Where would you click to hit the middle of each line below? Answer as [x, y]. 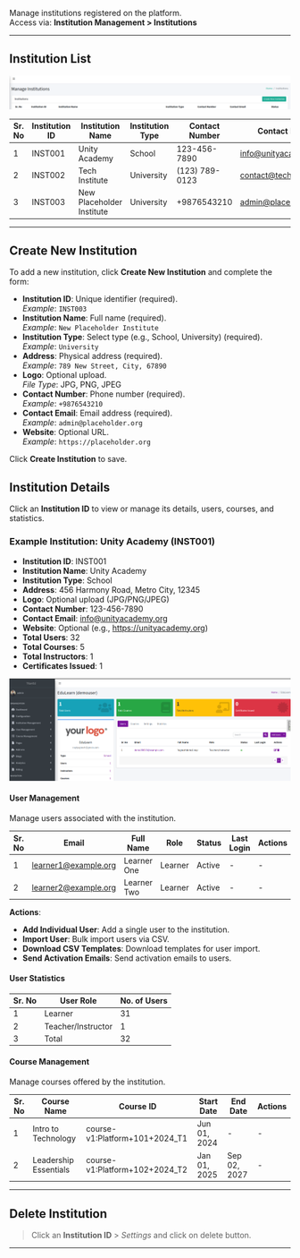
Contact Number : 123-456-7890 [83, 609]
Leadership [53, 1160]
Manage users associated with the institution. [93, 818]
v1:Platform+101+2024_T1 [137, 1138]
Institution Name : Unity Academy [84, 570]
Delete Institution [58, 1214]
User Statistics [37, 979]
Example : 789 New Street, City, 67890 [94, 365]
